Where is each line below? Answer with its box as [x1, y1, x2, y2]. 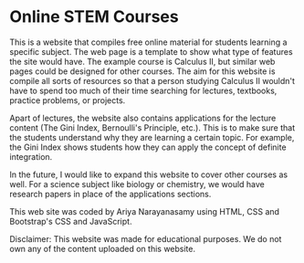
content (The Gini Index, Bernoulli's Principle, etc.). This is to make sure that [9, 121, 295, 133]
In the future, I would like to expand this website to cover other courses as [9, 169, 288, 180]
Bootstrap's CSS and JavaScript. [9, 216, 132, 226]
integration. [9, 151, 53, 162]
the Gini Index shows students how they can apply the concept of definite [9, 142, 287, 153]
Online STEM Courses [9, 6, 180, 27]
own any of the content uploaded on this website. [9, 243, 196, 254]
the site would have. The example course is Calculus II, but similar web [9, 56, 276, 67]
